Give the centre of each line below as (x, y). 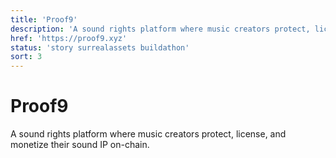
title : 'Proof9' (44, 19)
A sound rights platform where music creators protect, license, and (148, 134)
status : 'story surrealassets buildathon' (100, 47)
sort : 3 (26, 57)
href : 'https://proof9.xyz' (69, 38)
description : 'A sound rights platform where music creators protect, (160, 29)
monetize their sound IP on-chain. (80, 145)
